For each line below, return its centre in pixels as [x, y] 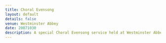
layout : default [22, 14]
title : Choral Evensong [30, 10]
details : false [21, 19]
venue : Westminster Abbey [32, 23]
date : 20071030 [21, 28]
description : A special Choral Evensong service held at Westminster [78, 33]
